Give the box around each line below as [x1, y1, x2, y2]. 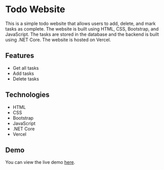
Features [5, 51, 34, 60]
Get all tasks [12, 65, 39, 71]
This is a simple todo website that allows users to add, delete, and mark [5, 20, 156, 26]
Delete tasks [12, 75, 39, 82]
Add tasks [12, 70, 34, 76]
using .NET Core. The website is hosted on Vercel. [5, 37, 111, 43]
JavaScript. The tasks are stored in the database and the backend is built [5, 31, 159, 37]
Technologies [5, 91, 50, 99]
